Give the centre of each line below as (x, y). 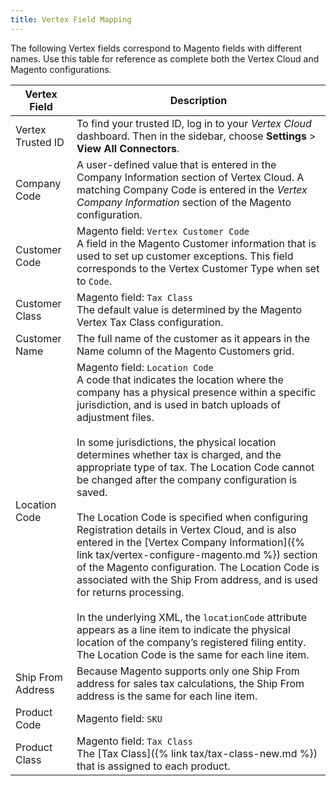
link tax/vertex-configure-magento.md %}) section (197, 554)
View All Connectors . (128, 148)
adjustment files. (115, 417)
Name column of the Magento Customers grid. (185, 351)
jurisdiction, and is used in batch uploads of (179, 404)
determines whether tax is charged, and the (179, 454)
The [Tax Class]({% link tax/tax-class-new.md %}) (197, 753)
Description (198, 100)
